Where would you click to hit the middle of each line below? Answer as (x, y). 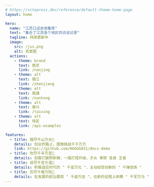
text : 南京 (29, 65)
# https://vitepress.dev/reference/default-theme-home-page (69, 10)
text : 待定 (29, 121)
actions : (19, 56)
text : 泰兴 (29, 107)
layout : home (19, 14)
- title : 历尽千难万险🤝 (32, 172)
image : (16, 42)
